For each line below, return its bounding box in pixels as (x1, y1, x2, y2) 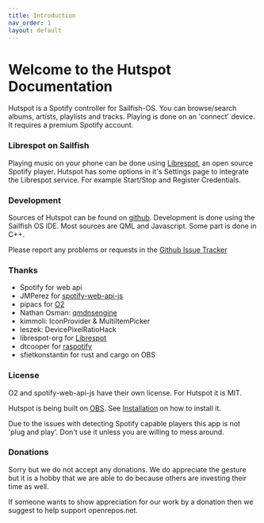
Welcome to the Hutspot (8, 60, 172, 78)
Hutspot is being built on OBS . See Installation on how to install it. (8, 403, 222, 413)
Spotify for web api (19, 283, 82, 292)
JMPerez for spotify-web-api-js (19, 291, 124, 301)
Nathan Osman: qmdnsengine (19, 308, 117, 318)
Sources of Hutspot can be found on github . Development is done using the (8, 212, 255, 222)
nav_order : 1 (8, 19, 52, 27)
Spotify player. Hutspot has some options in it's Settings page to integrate (8, 166, 249, 176)
